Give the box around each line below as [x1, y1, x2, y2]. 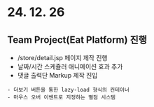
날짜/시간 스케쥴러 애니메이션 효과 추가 [17, 62, 123, 71]
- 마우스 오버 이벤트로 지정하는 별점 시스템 [7, 94, 116, 101]
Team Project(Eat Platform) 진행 [7, 34, 147, 45]
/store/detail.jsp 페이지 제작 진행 [17, 54, 108, 62]
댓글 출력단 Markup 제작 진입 [17, 71, 98, 79]
